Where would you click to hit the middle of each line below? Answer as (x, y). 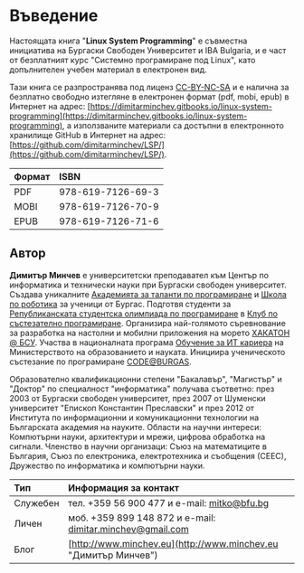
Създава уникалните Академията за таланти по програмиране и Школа (148, 294)
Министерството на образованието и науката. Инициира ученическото (147, 352)
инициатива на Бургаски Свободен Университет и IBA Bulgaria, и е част (148, 50)
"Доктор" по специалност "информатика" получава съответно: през (142, 389)
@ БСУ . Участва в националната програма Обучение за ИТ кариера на (147, 342)
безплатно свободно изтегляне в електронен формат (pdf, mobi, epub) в (149, 97)
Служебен (37, 503)
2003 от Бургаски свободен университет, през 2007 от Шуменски (138, 398)
